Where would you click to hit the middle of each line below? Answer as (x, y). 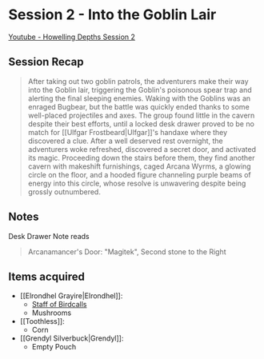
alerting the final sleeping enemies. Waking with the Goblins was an (139, 98)
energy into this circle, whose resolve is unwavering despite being (137, 183)
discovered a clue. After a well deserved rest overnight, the (126, 141)
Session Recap (46, 62)
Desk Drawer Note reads (49, 236)
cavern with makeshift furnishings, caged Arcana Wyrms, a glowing (139, 166)
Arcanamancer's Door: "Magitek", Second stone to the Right (127, 251)
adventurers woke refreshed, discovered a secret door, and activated (142, 149)
